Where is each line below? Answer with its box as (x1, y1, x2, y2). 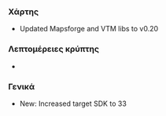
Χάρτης (8, 6, 39, 17)
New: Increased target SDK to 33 (19, 99, 127, 108)
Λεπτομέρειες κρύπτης (8, 44, 100, 55)
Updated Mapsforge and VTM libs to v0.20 (19, 24, 159, 34)
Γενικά (8, 81, 35, 92)
